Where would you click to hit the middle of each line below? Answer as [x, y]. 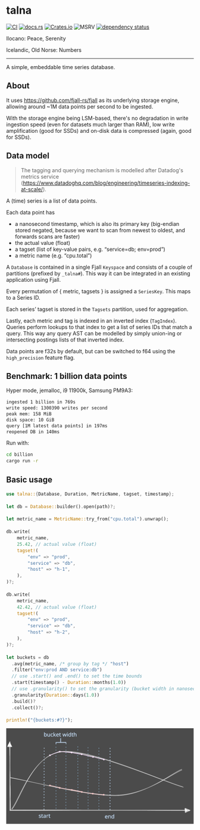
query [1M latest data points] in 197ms [57, 426]
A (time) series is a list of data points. [51, 201]
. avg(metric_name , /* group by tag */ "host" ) [70, 664]
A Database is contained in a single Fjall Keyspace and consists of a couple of [99, 267]
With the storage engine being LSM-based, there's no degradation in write [97, 118]
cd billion [20, 455]
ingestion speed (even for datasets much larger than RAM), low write [90, 124]
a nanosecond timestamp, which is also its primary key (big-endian [97, 223]
